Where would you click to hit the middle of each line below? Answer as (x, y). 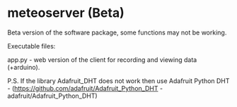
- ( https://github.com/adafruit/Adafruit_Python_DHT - (85, 88)
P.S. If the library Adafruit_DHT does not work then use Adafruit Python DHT (118, 81)
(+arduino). (24, 67)
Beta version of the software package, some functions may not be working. (117, 32)
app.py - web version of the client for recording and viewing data (102, 59)
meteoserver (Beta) (66, 13)
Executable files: (31, 46)
